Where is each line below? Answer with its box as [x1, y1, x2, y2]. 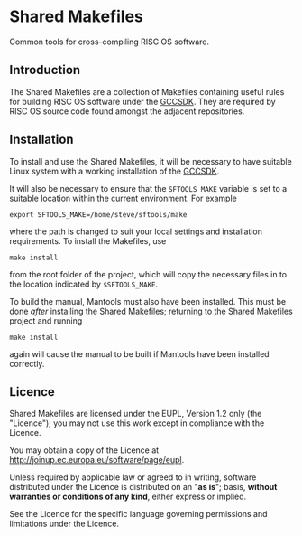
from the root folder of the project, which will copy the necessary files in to [9, 268, 287, 279]
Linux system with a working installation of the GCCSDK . [9, 165, 219, 176]
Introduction [9, 62, 81, 78]
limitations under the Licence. [9, 518, 120, 530]
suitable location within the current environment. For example [9, 193, 237, 203]
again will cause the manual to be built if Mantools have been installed [9, 348, 270, 359]
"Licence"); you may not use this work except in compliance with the [9, 418, 265, 428]
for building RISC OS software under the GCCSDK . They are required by [9, 96, 277, 107]
